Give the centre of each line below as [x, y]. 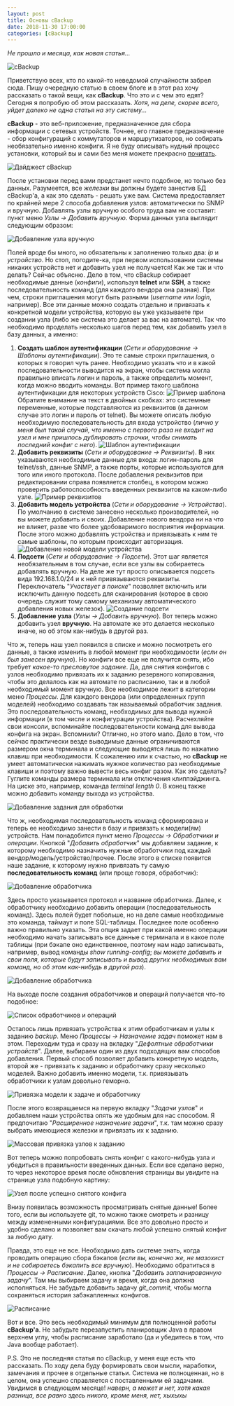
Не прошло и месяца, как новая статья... [69, 53]
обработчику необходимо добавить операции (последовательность [109, 908]
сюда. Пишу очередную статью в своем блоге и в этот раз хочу [103, 88]
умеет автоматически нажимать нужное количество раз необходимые [114, 764]
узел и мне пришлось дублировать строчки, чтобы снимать [107, 437]
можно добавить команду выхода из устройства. [81, 793]
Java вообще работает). [43, 1345]
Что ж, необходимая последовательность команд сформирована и [108, 821]
